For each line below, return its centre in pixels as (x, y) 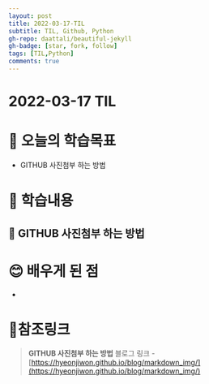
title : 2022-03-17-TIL (47, 24)
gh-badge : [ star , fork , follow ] (63, 46)
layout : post (30, 16)
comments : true (34, 62)
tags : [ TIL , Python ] (41, 54)
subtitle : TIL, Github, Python (61, 31)
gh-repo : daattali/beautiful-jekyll (70, 39)
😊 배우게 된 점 (53, 271)
